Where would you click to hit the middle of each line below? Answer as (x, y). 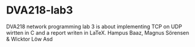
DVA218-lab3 (40, 10)
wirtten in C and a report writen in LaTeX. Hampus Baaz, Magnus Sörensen (97, 32)
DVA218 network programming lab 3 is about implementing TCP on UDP (94, 26)
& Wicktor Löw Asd (29, 39)
